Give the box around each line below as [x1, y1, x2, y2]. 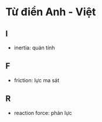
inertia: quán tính [13, 44, 55, 51]
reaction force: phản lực [13, 109, 72, 116]
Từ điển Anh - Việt [5, 5, 96, 19]
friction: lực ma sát [13, 76, 60, 84]
